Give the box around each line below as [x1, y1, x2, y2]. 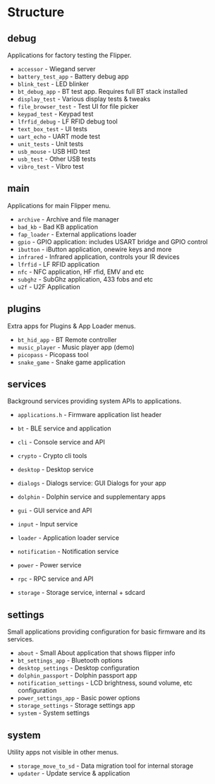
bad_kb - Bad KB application [17, 222, 99, 231]
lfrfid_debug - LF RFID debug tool [17, 117, 118, 126]
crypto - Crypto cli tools [17, 452, 87, 460]
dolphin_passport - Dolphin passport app [17, 671, 137, 680]
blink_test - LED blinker [17, 80, 90, 88]
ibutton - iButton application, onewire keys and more [17, 245, 172, 253]
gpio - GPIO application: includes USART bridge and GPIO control [17, 237, 208, 246]
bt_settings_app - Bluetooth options [17, 656, 123, 665]
